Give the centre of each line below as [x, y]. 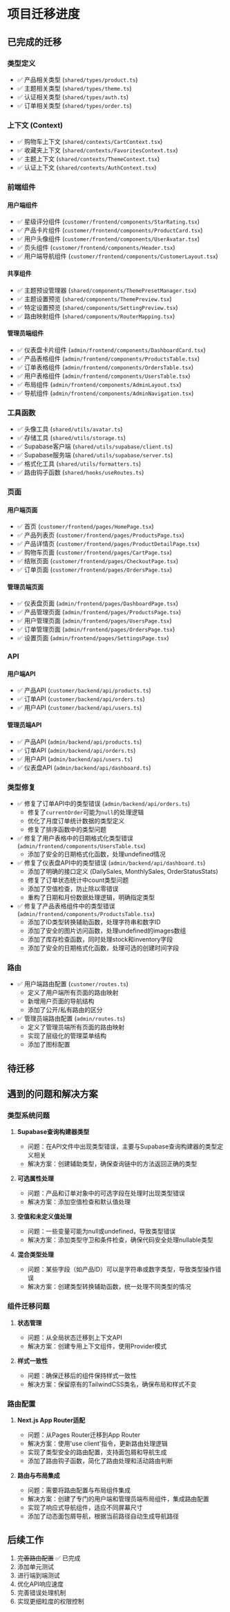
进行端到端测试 [38, 1575]
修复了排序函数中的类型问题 [67, 829]
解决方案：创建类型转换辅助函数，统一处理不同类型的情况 [109, 1287]
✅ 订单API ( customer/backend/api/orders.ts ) [81, 699]
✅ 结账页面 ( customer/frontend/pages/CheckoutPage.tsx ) [98, 561]
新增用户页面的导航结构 [61, 1001]
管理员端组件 [25, 333]
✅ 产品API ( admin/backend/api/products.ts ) [79, 742]
